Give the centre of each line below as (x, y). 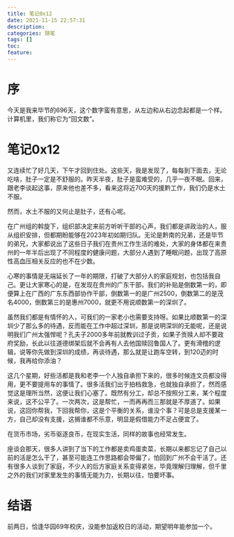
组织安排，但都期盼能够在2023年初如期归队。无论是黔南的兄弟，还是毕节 (118, 235)
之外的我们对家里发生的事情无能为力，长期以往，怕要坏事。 (93, 475)
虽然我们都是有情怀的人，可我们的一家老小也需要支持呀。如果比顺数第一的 (114, 317)
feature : (20, 53)
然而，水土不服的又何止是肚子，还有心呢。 (68, 211)
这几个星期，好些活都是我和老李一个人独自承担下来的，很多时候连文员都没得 (117, 375)
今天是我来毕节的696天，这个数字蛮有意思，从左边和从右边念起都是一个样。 (117, 110)
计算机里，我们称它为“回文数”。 (53, 119)
